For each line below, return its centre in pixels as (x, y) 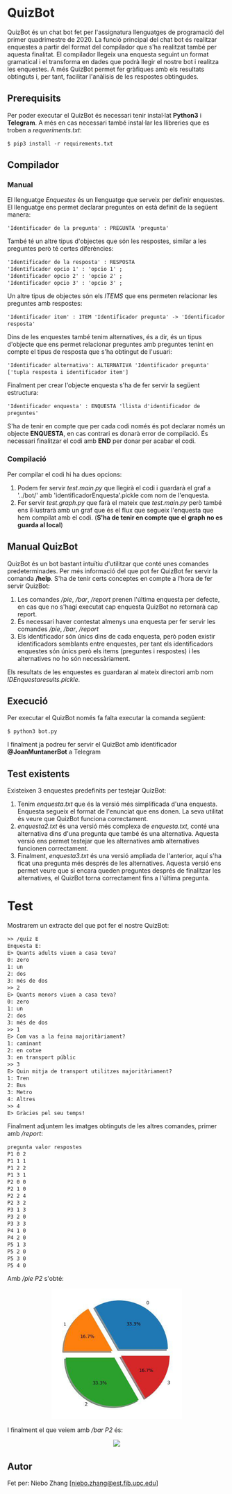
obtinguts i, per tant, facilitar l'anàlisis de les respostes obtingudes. (103, 76)
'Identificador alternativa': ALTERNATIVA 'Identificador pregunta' (108, 366)
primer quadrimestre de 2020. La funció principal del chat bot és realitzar (112, 39)
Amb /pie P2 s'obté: (35, 1279)
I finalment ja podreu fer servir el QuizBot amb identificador (92, 745)
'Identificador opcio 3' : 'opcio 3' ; (65, 283)
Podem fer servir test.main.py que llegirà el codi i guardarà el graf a (114, 488)
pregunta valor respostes (44, 1147)
